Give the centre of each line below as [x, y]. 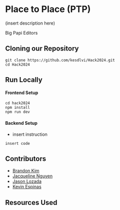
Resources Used [31, 202]
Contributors [26, 159]
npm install [17, 108]
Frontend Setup [22, 92]
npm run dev [17, 112]
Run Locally [24, 80]
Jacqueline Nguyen [32, 176]
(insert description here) [30, 23]
